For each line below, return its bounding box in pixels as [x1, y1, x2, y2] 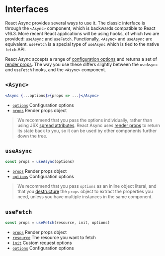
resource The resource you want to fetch [12, 235, 96, 240]
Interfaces [5, 3, 49, 15]
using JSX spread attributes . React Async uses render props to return [17, 122, 160, 128]
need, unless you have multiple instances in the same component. [17, 194, 153, 200]
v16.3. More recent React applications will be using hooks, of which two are [5, 30, 160, 36]
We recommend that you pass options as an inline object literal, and [17, 183, 157, 189]
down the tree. [17, 133, 48, 139]
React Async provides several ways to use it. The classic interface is [5, 20, 146, 26]
